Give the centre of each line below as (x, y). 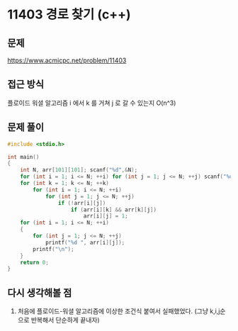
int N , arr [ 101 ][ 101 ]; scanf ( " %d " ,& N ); (79, 170)
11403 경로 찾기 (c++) (69, 15)
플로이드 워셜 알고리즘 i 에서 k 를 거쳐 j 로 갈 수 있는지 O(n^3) (92, 103)
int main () (23, 157)
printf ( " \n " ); (53, 249)
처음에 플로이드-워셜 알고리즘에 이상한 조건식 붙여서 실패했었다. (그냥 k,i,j (119, 311)
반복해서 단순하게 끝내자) (66, 320)
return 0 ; (35, 262)
